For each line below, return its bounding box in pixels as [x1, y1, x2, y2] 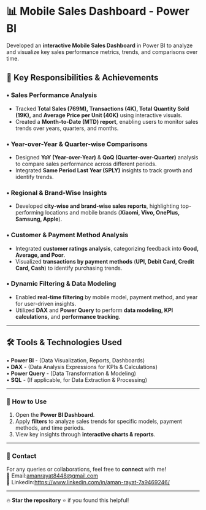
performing [15, 209, 44, 216]
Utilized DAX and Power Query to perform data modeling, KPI [15, 306, 174, 314]
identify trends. [15, 173, 54, 180]
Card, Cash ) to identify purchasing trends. [15, 264, 123, 272]
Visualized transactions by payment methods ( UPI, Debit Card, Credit [15, 257, 194, 265]
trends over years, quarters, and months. [15, 124, 119, 132]
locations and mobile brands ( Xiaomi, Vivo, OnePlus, [45, 209, 180, 216]
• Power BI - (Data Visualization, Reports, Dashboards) [6, 356, 145, 364]
